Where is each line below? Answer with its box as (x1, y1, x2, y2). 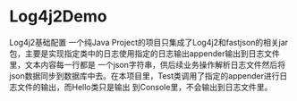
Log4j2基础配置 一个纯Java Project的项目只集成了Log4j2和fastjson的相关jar (9, 37, 289, 47)
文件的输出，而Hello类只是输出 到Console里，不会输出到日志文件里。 (16, 81, 273, 92)
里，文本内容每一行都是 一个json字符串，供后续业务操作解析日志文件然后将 (9, 59, 286, 70)
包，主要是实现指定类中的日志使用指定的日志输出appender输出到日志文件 (9, 47, 280, 59)
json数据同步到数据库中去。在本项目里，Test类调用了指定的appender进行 (9, 70, 280, 81)
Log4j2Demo (9, 6, 107, 27)
